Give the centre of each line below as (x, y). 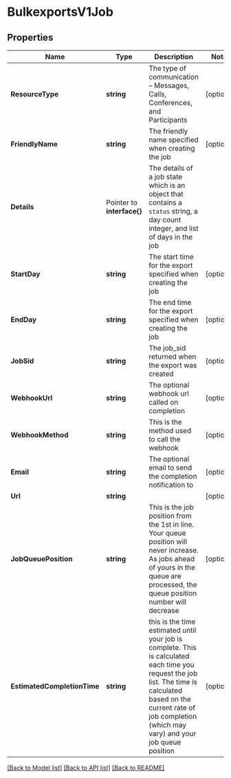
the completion (173, 476)
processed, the (173, 585)
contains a (165, 202)
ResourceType (35, 94)
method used (170, 431)
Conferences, (170, 103)
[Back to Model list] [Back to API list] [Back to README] (86, 768)
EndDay (23, 319)
